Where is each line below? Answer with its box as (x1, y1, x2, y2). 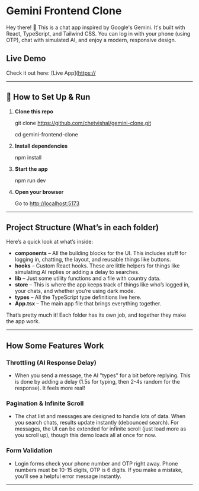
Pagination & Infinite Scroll (6, 399, 84, 407)
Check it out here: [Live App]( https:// (6, 69, 96, 76)
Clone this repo (14, 108, 53, 115)
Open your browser (14, 188, 64, 195)
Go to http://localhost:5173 (14, 200, 80, 207)
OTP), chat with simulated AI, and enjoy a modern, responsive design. (6, 36, 176, 43)
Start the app (14, 165, 49, 173)
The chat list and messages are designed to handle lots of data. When (14, 413, 186, 420)
